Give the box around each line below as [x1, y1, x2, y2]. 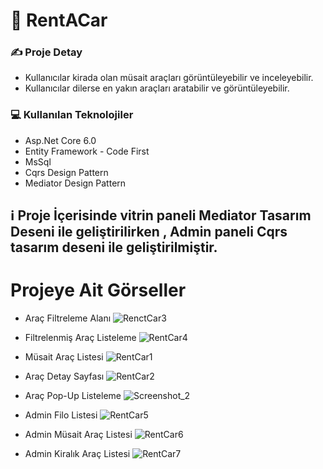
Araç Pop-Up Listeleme [24, 390, 122, 402]
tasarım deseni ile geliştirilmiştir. [10, 239, 218, 256]
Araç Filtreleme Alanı [24, 312, 112, 324]
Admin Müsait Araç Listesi [24, 429, 133, 441]
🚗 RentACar [10, 9, 108, 32]
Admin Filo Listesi [24, 409, 98, 421]
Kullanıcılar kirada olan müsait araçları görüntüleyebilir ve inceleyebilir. [24, 72, 314, 84]
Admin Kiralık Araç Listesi [24, 448, 131, 460]
